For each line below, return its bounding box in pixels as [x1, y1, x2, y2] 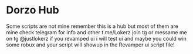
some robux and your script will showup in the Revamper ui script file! [6, 41, 175, 48]
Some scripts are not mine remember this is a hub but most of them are [6, 23, 179, 30]
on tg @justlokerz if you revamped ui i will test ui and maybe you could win [6, 35, 187, 42]
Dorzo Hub [6, 3, 60, 17]
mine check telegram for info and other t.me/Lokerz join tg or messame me [6, 28, 188, 35]
